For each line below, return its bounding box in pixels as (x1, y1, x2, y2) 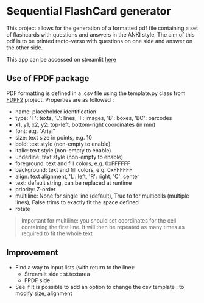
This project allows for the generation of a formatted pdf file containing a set (6, 24, 198, 32)
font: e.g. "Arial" (15, 127, 56, 135)
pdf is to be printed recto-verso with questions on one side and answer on (6, 37, 193, 45)
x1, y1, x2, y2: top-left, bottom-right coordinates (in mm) (15, 121, 156, 128)
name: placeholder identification (15, 108, 96, 115)
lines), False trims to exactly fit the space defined (15, 198, 139, 205)
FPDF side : (24, 276, 54, 284)
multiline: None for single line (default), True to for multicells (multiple (15, 192, 189, 199)
